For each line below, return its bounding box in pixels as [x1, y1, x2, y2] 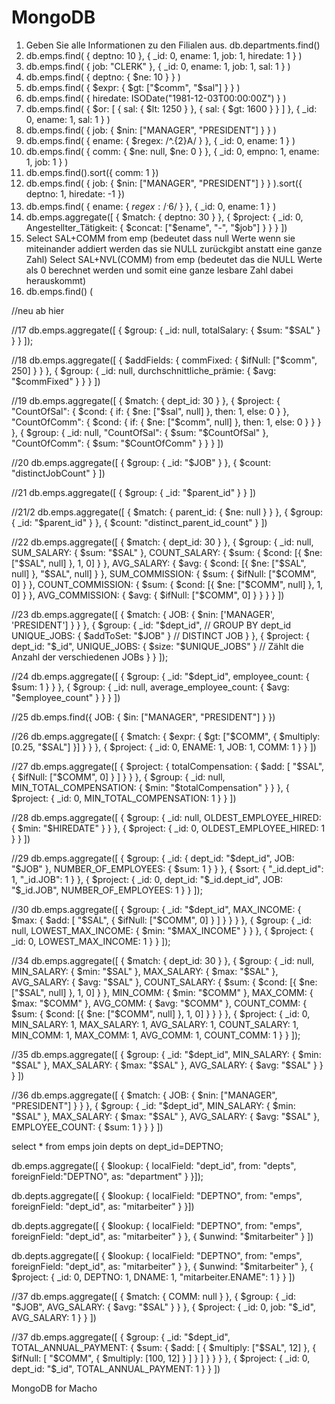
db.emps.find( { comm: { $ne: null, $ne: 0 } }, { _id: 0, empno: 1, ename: [25, 145, 320, 157]
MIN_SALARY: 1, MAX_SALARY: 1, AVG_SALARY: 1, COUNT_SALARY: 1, [11, 1018, 299, 1030]
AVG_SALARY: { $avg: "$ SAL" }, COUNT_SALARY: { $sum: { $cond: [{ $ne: [11, 976, 318, 988]
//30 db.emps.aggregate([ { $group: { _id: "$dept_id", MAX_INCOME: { [11, 903, 302, 915]
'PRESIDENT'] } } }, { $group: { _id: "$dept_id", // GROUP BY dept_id [11, 619, 292, 631]
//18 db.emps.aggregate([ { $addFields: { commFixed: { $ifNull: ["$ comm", [11, 354, 318, 366]
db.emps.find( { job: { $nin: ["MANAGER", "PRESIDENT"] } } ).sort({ [25, 177, 303, 189]
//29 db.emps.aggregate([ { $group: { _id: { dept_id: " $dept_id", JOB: [11, 852, 295, 864]
